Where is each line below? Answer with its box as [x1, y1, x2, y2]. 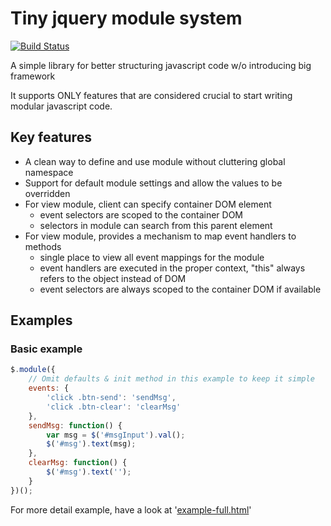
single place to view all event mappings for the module [39, 251, 265, 263]
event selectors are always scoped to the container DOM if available [39, 283, 322, 295]
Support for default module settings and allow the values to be [24, 177, 283, 189]
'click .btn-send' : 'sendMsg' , [46, 393, 177, 403]
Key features [10, 129, 92, 146]
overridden [24, 187, 71, 199]
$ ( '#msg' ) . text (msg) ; [46, 439, 137, 449]
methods [24, 240, 62, 252]
